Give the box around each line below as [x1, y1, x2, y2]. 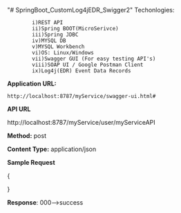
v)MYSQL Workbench [32, 43, 85, 50]
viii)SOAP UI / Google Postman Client [32, 61, 144, 68]
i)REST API [32, 19, 64, 26]
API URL [7, 105, 31, 113]
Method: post [7, 132, 47, 140]
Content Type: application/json [7, 145, 97, 153]
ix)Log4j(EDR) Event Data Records [32, 68, 131, 74]
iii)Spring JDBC [32, 31, 79, 38]
